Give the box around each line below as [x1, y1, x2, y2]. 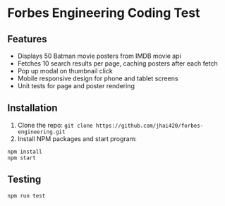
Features [7, 33, 47, 45]
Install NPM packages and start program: [17, 134, 138, 143]
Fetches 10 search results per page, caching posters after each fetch [17, 59, 219, 68]
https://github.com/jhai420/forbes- [95, 122, 204, 129]
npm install [7, 148, 42, 155]
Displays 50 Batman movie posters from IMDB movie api [17, 51, 181, 60]
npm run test [7, 192, 46, 199]
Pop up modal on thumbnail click [17, 67, 113, 75]
